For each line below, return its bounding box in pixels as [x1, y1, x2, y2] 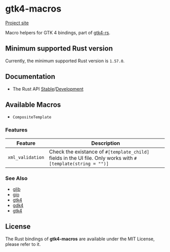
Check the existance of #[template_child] [49, 148, 150, 155]
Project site [5, 20, 29, 26]
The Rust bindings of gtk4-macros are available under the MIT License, [5, 236, 155, 242]
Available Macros [5, 100, 61, 109]
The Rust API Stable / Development [12, 86, 83, 92]
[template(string [49, 160, 91, 166]
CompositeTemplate [12, 115, 52, 120]
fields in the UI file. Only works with [49, 154, 133, 161]
